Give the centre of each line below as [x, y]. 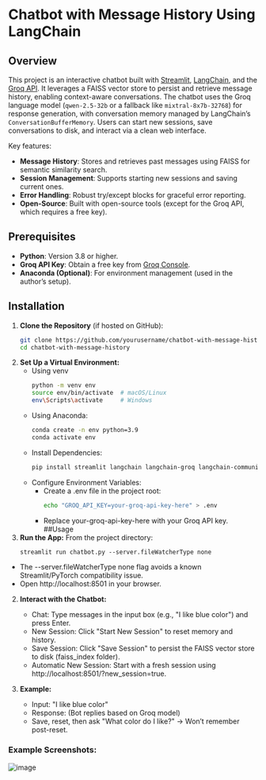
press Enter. [51, 623]
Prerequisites [42, 237]
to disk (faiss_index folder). [76, 656]
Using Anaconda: [60, 415]
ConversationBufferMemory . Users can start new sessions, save [110, 122]
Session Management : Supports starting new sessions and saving [128, 178]
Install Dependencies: [67, 452]
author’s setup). [45, 281]
